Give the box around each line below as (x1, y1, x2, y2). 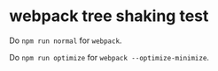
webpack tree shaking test (9, 6, 209, 26)
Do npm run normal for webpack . (9, 35, 122, 46)
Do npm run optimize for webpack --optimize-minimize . (9, 52, 210, 62)
